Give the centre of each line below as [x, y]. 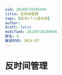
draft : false [18, 27]
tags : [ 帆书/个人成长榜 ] [27, 18]
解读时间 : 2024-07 [22, 41]
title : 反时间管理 [22, 14]
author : [13, 23]
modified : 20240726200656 [31, 32]
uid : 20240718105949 [26, 9]
